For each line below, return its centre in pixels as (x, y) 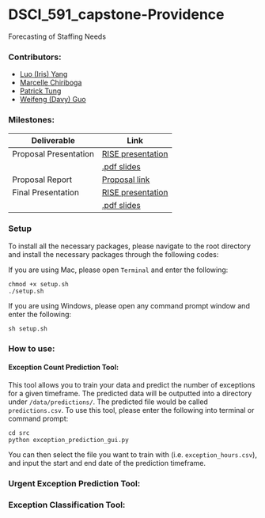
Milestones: (32, 120)
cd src (19, 433)
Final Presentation (45, 192)
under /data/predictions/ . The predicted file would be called (108, 402)
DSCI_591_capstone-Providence (116, 15)
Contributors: (35, 57)
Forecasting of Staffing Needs (57, 36)
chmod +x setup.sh (38, 284)
